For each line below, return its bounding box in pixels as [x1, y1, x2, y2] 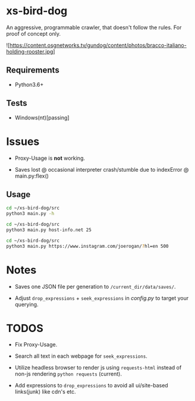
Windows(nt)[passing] [14, 114, 70, 121]
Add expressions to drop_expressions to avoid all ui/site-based [14, 382, 168, 389]
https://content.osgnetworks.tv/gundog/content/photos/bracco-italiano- [10, 42, 187, 49]
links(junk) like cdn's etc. [14, 388, 76, 396]
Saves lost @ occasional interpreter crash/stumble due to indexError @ [14, 166, 189, 173]
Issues [6, 135, 40, 148]
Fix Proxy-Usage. [14, 341, 58, 348]
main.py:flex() [14, 172, 49, 179]
